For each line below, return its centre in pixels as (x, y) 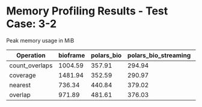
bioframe (72, 55)
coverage (23, 75)
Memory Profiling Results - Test (87, 11)
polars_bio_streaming (159, 55)
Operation (31, 55)
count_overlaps (31, 66)
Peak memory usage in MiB (40, 40)
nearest (20, 85)
